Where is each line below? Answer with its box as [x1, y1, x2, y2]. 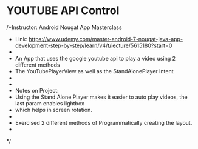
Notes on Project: [15, 87, 59, 94]
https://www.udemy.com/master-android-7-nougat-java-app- [29, 35, 183, 42]
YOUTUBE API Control [6, 4, 120, 18]
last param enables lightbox [15, 99, 85, 107]
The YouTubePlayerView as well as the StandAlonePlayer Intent [15, 67, 174, 74]
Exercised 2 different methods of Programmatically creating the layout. [15, 119, 193, 126]
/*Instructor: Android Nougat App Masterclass [6, 24, 123, 31]
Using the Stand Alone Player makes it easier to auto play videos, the [15, 93, 188, 101]
